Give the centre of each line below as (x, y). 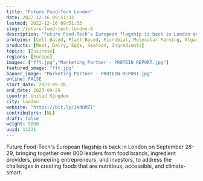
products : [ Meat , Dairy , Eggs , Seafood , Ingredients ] (76, 46)
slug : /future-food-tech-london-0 (50, 29)
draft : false (23, 118)
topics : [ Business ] (31, 51)
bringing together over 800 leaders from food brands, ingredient (96, 153)
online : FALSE (24, 79)
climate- (176, 166)
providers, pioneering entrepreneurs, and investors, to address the (89, 160)
